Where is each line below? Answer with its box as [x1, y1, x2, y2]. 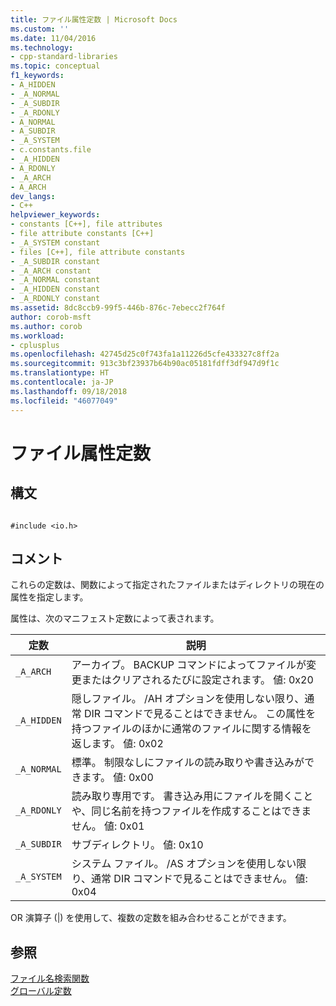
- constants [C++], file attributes [10, 219, 163, 230]
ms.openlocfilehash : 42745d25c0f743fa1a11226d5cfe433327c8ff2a [10, 349, 280, 360]
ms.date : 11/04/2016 [10, 33, 97, 43]
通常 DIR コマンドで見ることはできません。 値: [91, 872, 308, 886]
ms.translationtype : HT [10, 368, 110, 378]
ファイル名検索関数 [10, 972, 90, 985]
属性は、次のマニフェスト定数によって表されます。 [10, 612, 220, 625]
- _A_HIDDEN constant [10, 284, 101, 295]
